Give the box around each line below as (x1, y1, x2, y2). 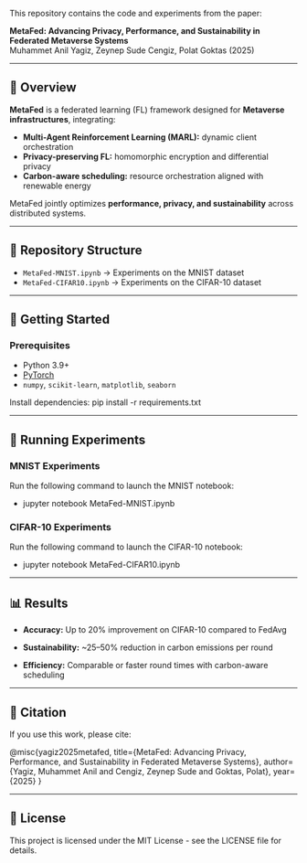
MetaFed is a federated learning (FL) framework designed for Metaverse (9, 104, 285, 115)
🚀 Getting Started (9, 312, 111, 327)
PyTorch (22, 369, 55, 380)
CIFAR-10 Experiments (9, 520, 111, 533)
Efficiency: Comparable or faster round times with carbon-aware (22, 660, 269, 671)
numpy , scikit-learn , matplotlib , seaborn (22, 379, 176, 390)
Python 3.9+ (22, 360, 70, 371)
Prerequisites (9, 338, 70, 351)
